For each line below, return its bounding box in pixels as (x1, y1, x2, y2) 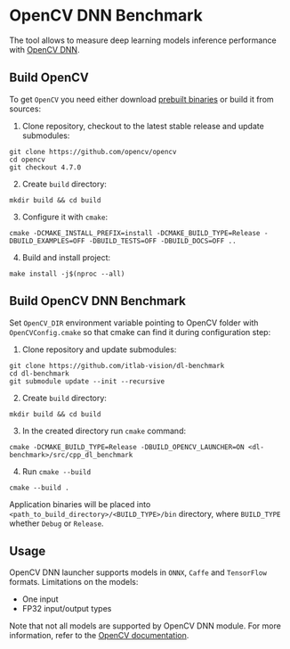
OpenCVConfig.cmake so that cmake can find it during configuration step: (9, 326, 271, 337)
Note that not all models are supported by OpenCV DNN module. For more (9, 620, 282, 631)
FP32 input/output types (21, 604, 112, 614)
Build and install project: (21, 251, 111, 263)
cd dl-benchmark (9, 369, 69, 378)
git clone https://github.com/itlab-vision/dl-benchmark (9, 361, 225, 370)
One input (21, 594, 59, 604)
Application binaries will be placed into (9, 498, 151, 509)
